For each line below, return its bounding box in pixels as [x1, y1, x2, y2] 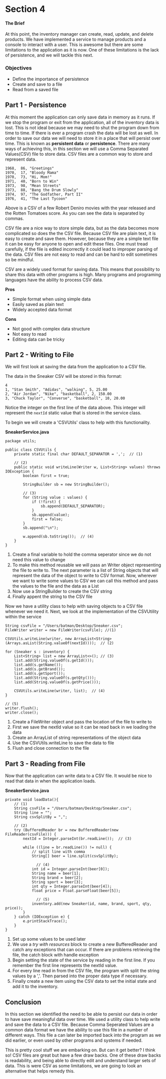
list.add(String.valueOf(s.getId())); [14, 658, 94, 663]
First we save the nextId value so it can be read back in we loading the [12, 724, 156, 730]
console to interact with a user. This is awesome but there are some [5, 42, 144, 48]
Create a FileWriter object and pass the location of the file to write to [12, 719, 152, 725]
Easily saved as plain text [12, 301, 64, 307]
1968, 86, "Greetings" [5, 166, 55, 171]
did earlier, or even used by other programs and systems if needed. [5, 1037, 143, 1043]
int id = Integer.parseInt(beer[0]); [31, 867, 110, 872]
